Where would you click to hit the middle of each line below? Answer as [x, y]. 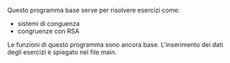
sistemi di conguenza [48, 23]
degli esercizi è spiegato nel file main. [62, 52]
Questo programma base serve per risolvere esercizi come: [94, 10]
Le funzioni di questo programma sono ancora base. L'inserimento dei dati [115, 44]
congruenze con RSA [48, 31]
